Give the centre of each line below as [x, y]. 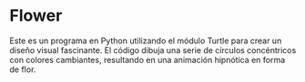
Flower [36, 16]
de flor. [23, 69]
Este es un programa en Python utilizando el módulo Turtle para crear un [146, 41]
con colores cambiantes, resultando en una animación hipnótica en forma [147, 59]
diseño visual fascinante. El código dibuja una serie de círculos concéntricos [153, 50]
